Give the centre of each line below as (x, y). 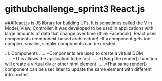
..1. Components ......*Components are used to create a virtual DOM (74, 53)
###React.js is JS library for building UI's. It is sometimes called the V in (79, 23)
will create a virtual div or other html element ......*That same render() (76, 64)
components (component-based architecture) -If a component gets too (78, 39)
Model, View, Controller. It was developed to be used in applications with (79, 28)
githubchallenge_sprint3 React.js (75, 9)
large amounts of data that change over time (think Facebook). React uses (81, 33)
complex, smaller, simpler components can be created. (61, 43)
